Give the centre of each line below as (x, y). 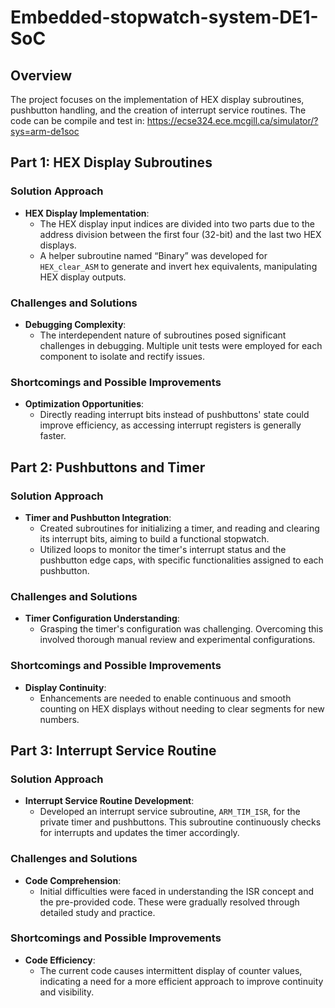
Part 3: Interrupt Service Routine (113, 750)
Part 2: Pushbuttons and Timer (108, 467)
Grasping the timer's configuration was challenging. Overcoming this (181, 629)
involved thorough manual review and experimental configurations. (177, 640)
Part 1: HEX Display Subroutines (111, 162)
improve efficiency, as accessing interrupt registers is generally (170, 425)
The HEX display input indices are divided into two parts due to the (177, 223)
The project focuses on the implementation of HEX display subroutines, (157, 99)
